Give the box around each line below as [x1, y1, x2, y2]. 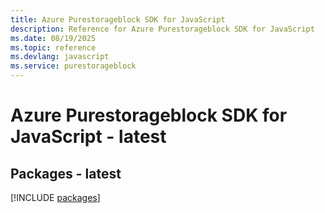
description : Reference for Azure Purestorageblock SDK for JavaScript [10, 24, 315, 34]
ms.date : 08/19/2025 [10, 33, 97, 43]
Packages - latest [10, 165, 122, 182]
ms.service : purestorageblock [10, 61, 137, 71]
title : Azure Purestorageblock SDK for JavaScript [10, 14, 226, 25]
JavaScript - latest [10, 126, 167, 148]
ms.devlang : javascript [10, 52, 110, 62]
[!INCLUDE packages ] [10, 192, 101, 203]
